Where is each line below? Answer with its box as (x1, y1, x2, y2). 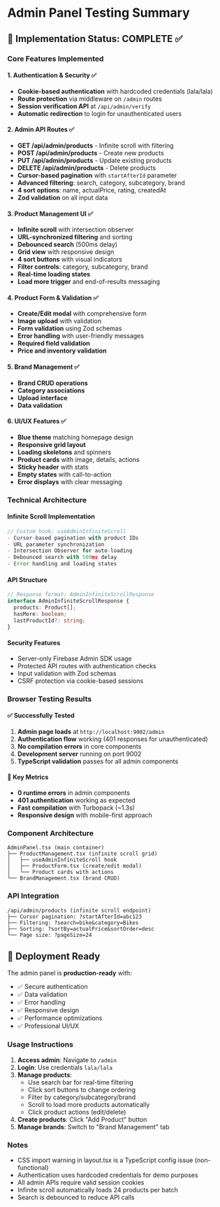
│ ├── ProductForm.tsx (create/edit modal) (7, 863, 142, 870)
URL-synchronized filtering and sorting (17, 233, 133, 241)
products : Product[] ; (13, 604, 77, 612)
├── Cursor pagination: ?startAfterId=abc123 (7, 913, 142, 920)
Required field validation (17, 339, 91, 348)
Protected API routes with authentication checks (17, 661, 156, 670)
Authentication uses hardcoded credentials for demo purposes (17, 1171, 198, 1180)
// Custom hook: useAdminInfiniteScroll (7, 528, 127, 535)
